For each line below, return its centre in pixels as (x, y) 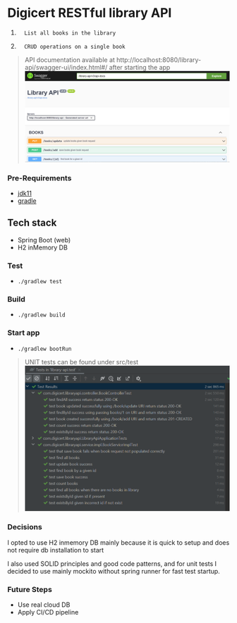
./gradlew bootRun (44, 349)
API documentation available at (69, 60)
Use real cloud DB (44, 605)
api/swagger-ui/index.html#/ (66, 67)
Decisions (25, 527)
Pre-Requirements (39, 178)
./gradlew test (40, 282)
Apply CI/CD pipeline (48, 612)
